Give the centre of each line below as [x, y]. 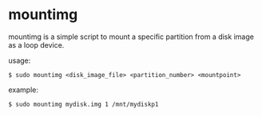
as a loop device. [36, 44]
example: [23, 90]
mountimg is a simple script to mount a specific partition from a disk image [131, 37]
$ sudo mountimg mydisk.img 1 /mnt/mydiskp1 [83, 104]
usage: [20, 60]
